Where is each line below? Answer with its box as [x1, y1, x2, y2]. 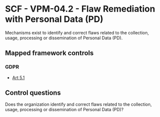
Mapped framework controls [5, 49, 94, 57]
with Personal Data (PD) [5, 14, 103, 25]
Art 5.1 [12, 74, 25, 81]
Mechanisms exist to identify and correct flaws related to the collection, [5, 30, 149, 35]
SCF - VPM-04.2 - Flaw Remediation [5, 3, 155, 15]
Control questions [5, 89, 61, 97]
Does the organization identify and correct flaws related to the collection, [5, 101, 152, 107]
